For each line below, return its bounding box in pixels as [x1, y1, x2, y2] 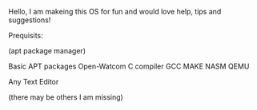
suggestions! [8, 15, 51, 25]
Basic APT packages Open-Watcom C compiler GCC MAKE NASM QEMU [8, 61, 250, 71]
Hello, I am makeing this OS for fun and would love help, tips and [8, 7, 222, 16]
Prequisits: [8, 31, 44, 40]
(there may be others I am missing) [8, 92, 124, 102]
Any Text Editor [8, 77, 59, 86]
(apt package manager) [8, 46, 86, 55]
